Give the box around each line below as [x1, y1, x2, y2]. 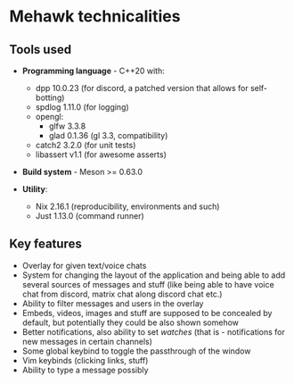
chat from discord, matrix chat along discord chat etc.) [21, 288, 223, 299]
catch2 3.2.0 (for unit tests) [35, 140, 136, 150]
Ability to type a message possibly [21, 364, 149, 375]
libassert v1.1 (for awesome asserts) [35, 149, 167, 160]
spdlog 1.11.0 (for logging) [35, 102, 129, 113]
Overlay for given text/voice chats [21, 260, 147, 271]
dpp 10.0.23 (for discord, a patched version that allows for [35, 83, 249, 93]
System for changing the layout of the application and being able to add [21, 270, 286, 280]
